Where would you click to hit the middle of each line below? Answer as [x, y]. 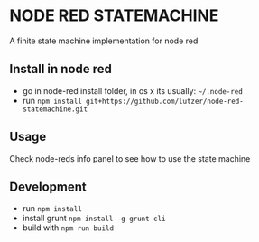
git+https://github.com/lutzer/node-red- [164, 101]
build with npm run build [68, 228]
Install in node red [61, 69]
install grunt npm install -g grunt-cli [94, 219]
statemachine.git [55, 109]
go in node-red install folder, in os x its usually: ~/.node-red [133, 90]
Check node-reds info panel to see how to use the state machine [130, 158]
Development [48, 186]
